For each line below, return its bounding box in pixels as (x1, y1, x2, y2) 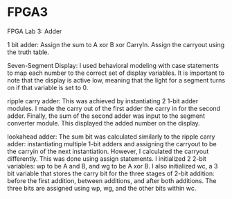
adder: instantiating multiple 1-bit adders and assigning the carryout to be (7, 139, 217, 148)
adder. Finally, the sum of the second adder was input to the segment (7, 112, 206, 120)
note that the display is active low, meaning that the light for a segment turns (7, 76, 226, 84)
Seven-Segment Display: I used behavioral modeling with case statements (7, 61, 220, 69)
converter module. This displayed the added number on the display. (7, 119, 201, 127)
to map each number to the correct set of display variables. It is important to (7, 69, 225, 77)
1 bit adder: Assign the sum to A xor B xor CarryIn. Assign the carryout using (7, 40, 225, 49)
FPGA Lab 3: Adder (7, 27, 62, 35)
